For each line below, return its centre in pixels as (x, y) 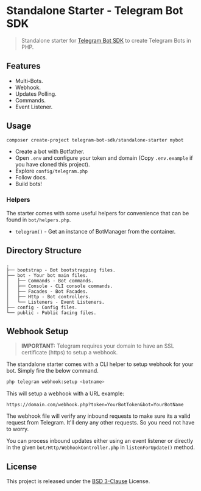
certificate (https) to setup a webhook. (69, 353)
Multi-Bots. (29, 81)
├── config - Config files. (42, 307)
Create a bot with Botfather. (50, 152)
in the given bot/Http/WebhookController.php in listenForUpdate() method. (100, 447)
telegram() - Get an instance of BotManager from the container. (95, 231)
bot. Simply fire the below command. (52, 371)
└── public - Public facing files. (51, 313)
